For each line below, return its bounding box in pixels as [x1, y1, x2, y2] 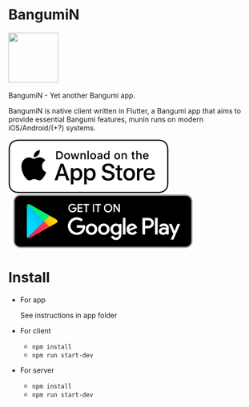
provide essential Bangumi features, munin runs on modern [8, 114, 204, 124]
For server [19, 365, 54, 375]
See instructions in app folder [19, 310, 118, 320]
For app [19, 294, 46, 305]
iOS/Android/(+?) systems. [8, 122, 96, 133]
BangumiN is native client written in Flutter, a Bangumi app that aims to [8, 106, 242, 115]
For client [19, 325, 51, 335]
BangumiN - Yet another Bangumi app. [8, 90, 136, 100]
